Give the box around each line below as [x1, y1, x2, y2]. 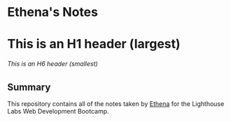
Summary [7, 81, 51, 93]
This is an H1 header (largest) [7, 36, 181, 52]
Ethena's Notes [7, 4, 98, 20]
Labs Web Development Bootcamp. [7, 107, 110, 115]
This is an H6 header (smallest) [7, 59, 98, 68]
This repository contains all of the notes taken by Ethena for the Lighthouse [7, 100, 225, 108]
